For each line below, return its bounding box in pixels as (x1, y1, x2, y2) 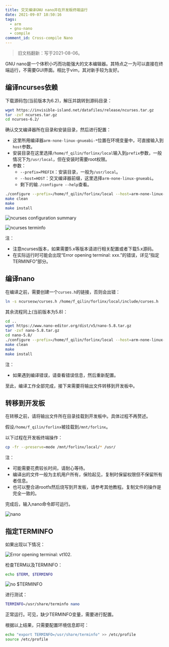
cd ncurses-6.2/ (5, 117, 39, 122)
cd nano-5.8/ (5, 333, 33, 338)
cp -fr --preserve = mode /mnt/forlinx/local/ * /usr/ (5, 445, 116, 450)
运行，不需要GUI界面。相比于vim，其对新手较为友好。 (9, 67, 122, 73)
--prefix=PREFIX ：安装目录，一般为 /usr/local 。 (20, 169, 121, 175)
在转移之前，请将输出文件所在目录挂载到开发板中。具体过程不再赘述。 (5, 413, 151, 419)
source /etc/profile (5, 636, 49, 642)
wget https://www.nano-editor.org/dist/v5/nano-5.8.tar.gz (5, 323, 132, 328)
